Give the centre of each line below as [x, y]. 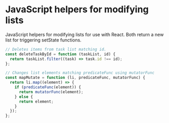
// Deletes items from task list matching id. [56, 49]
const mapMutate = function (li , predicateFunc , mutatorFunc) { [75, 78]
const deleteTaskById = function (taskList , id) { [60, 54]
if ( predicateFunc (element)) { [48, 87]
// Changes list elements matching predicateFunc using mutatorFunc [80, 73]
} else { [24, 97]
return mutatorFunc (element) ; [51, 92]
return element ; [36, 101]
